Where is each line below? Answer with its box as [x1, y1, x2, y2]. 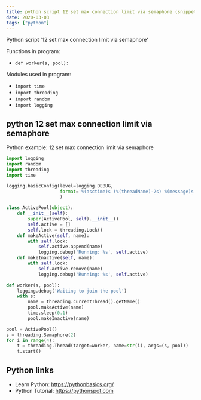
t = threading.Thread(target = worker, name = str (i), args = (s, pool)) [17, 343, 188, 349]
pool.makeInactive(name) [28, 315, 90, 321]
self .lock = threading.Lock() [28, 227, 103, 233]
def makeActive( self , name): [17, 232, 90, 239]
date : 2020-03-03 [6, 14, 50, 20]
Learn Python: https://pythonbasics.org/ [14, 381, 114, 388]
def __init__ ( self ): [17, 210, 68, 217]
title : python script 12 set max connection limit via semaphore [6, 8, 172, 15]
